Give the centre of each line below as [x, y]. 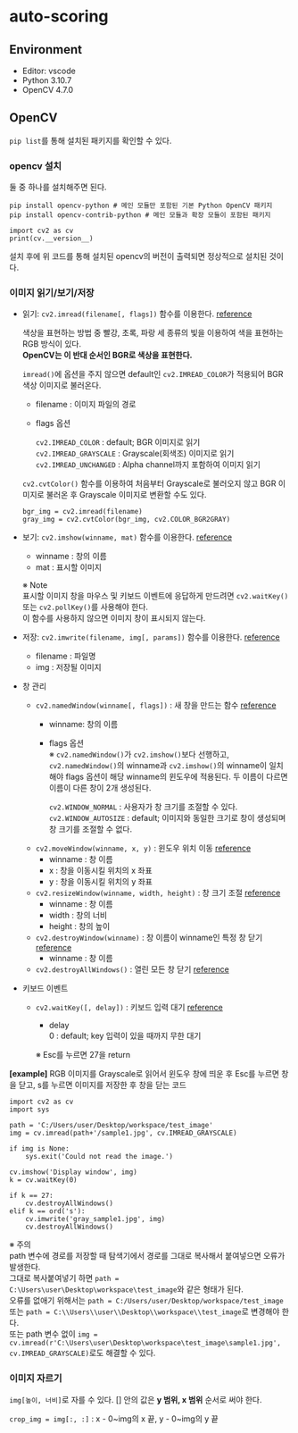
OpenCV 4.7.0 [48, 90]
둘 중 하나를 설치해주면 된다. [58, 187]
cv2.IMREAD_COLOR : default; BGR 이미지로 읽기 [118, 442]
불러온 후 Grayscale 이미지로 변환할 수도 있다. [126, 495]
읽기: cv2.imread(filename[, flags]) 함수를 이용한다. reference [137, 314]
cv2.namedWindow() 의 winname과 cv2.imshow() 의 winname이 [158, 766]
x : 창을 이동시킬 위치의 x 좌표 [101, 871]
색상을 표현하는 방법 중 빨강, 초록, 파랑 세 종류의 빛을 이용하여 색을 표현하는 [153, 333]
